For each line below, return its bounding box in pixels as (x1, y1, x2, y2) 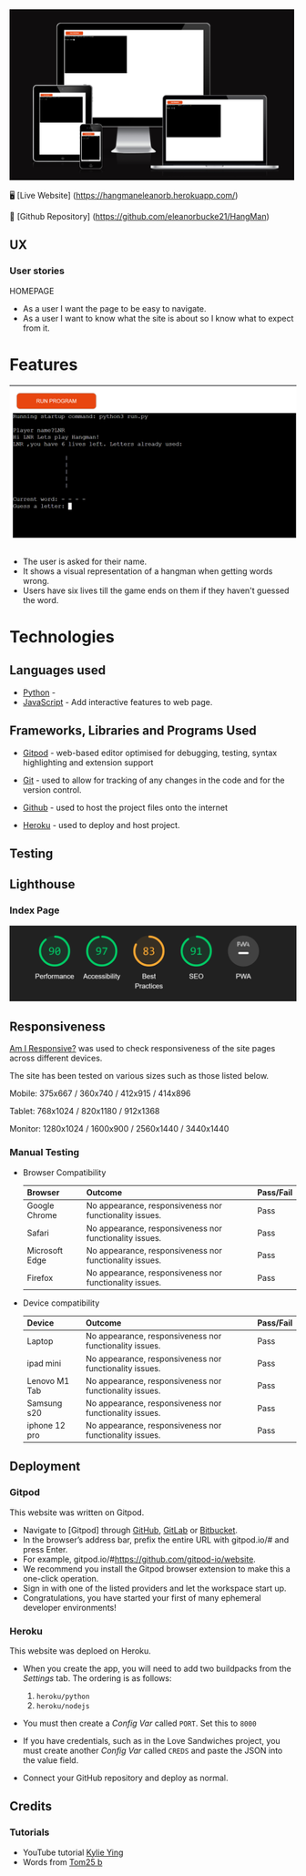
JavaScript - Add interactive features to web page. (22, 696, 213, 707)
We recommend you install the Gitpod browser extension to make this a (22, 1563, 291, 1574)
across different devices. (9, 1052, 103, 1064)
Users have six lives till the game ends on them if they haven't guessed (22, 585, 290, 596)
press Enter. (22, 1543, 68, 1554)
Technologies (9, 626, 116, 647)
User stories (9, 264, 66, 277)
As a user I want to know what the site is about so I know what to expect (22, 313, 294, 323)
